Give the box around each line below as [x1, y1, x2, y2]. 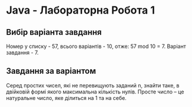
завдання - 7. [6, 49, 39, 56]
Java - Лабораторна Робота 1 [6, 4, 155, 17]
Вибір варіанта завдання [6, 27, 102, 37]
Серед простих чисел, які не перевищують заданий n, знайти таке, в [6, 82, 180, 89]
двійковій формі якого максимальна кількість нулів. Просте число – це [6, 88, 184, 95]
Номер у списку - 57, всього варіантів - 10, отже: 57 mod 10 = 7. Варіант [6, 43, 187, 50]
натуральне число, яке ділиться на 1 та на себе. [6, 94, 127, 101]
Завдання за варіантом [6, 66, 96, 76]
